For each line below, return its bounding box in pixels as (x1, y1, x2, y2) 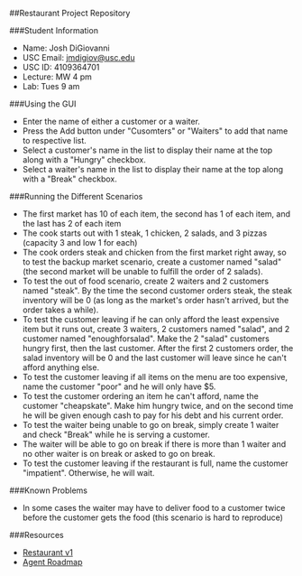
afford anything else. (22, 362, 100, 373)
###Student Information (9, 25, 99, 35)
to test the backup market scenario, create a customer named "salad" (22, 256, 282, 267)
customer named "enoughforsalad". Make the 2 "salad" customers (22, 333, 270, 344)
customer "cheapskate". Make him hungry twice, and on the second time (22, 401, 294, 411)
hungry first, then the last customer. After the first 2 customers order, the (22, 343, 294, 353)
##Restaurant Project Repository (9, 8, 131, 18)
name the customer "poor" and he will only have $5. (22, 381, 216, 392)
